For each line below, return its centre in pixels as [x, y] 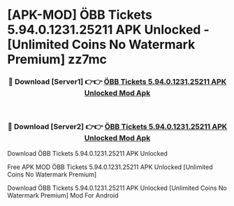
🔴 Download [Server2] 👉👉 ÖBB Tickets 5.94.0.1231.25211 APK [117, 127]
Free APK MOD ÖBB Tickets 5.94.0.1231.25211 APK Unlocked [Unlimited [110, 167]
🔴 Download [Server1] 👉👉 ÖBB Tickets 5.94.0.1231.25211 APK [117, 82]
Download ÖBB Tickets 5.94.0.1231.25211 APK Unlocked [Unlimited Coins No [117, 188]
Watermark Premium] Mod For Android [63, 195]
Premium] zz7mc [57, 60]
